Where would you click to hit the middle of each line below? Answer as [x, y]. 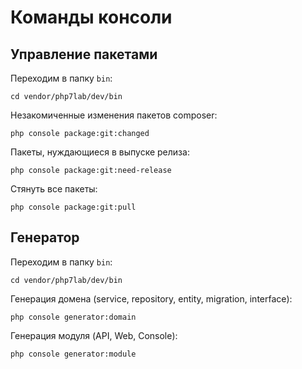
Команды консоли [91, 17]
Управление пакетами [84, 54]
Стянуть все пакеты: [54, 189]
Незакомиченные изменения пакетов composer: [114, 115]
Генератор [45, 237]
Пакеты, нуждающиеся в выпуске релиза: [100, 152]
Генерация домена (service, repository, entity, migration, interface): [151, 298]
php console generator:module [73, 354]
